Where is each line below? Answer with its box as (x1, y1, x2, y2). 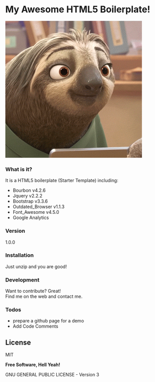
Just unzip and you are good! (5, 263, 68, 270)
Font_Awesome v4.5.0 (12, 209, 60, 215)
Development (5, 276, 40, 283)
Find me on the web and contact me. (5, 293, 83, 299)
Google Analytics (12, 214, 49, 221)
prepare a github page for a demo (12, 318, 84, 324)
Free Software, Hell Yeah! (5, 361, 60, 368)
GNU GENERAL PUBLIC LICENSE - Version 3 (5, 372, 100, 378)
